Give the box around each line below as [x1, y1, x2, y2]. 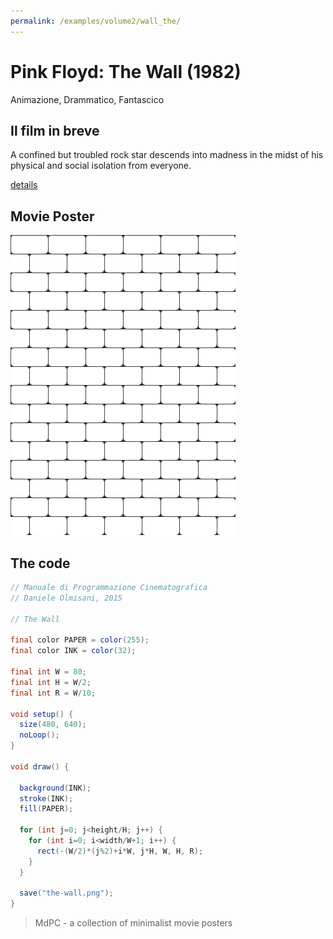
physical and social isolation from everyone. [10, 160, 192, 172]
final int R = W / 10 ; [10, 688, 97, 698]
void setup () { [10, 709, 74, 719]
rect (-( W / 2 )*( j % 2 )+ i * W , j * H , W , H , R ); [36, 846, 204, 856]
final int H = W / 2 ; [10, 677, 92, 687]
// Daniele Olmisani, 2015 [10, 593, 123, 603]
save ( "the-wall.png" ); [19, 888, 114, 899]
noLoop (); [19, 730, 60, 740]
